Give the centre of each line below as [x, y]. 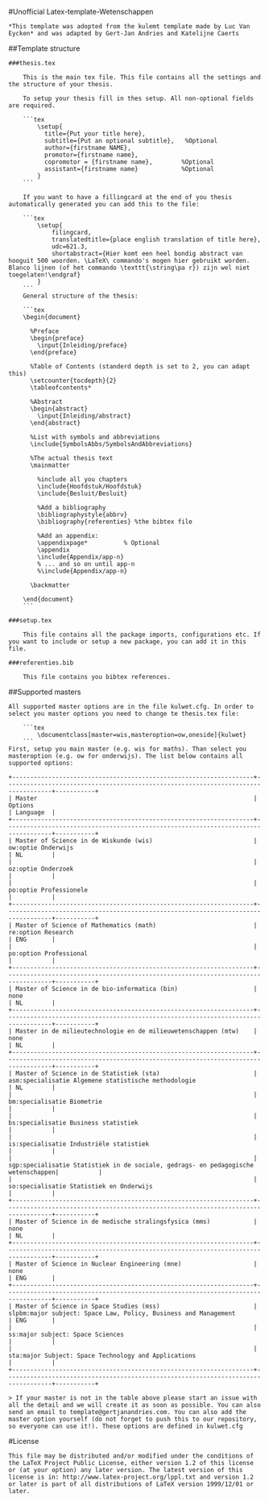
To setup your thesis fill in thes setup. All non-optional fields [138, 98]
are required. [32, 106]
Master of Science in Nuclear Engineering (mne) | [137, 1264]
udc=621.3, [70, 247]
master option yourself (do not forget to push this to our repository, [133, 1419]
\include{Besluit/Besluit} [83, 493]
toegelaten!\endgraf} [45, 275]
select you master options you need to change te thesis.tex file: [124, 714]
